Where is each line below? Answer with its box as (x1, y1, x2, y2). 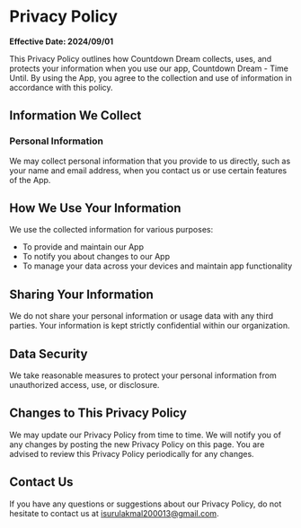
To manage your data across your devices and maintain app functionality (22, 260, 293, 271)
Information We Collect (9, 108, 142, 123)
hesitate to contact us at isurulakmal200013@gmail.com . (9, 507, 219, 518)
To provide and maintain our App (22, 242, 144, 252)
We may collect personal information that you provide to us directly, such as (9, 155, 291, 166)
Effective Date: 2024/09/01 (9, 36, 114, 47)
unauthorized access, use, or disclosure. (9, 380, 160, 391)
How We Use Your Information (9, 200, 181, 216)
